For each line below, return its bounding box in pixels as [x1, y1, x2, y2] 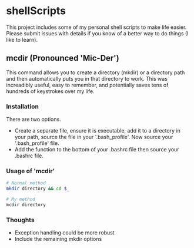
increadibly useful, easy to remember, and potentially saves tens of [6, 81, 169, 88]
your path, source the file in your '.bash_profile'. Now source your [14, 134, 173, 141]
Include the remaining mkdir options [14, 236, 102, 243]
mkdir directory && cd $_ [6, 186, 69, 192]
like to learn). [6, 36, 38, 43]
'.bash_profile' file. [14, 140, 60, 147]
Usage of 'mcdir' [6, 167, 55, 175]
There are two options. [6, 116, 61, 123]
